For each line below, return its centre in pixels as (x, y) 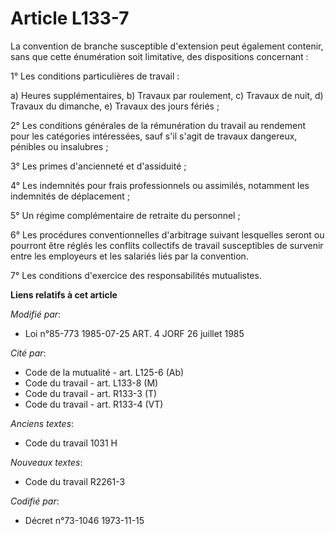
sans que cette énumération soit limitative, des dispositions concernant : (159, 56)
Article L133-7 (70, 18)
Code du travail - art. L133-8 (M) (91, 383)
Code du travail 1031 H (71, 443)
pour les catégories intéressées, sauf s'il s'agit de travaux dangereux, (154, 136)
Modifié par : (36, 314)
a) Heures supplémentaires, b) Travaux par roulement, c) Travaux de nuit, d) (167, 95)
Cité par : (28, 353)
